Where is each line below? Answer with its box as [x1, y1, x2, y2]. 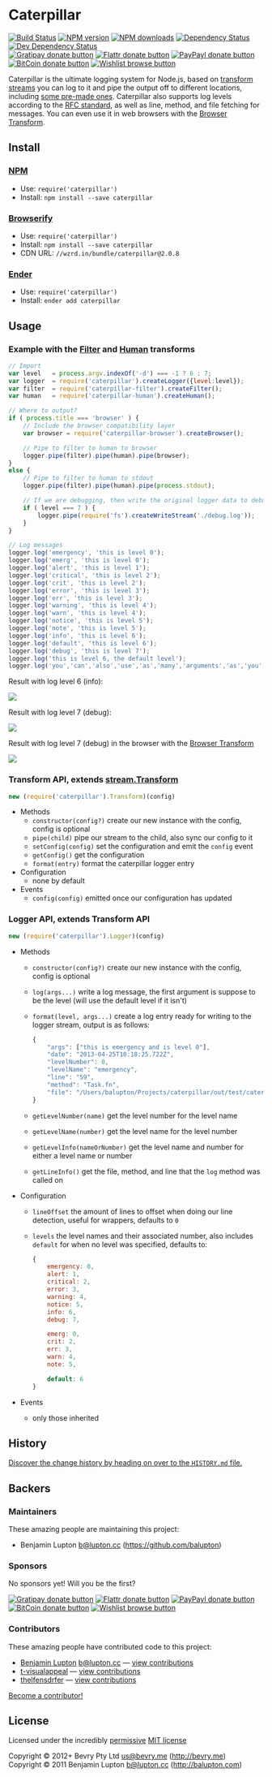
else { [8, 467, 31, 475]
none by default [32, 876, 85, 886]
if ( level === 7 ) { [23, 503, 96, 512]
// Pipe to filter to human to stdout [23, 474, 154, 482]
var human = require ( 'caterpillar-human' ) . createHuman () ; [8, 392, 216, 400]
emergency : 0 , [47, 1262, 95, 1271]
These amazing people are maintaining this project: [8, 1525, 180, 1533]
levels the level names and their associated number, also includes [32, 1231, 253, 1240]
